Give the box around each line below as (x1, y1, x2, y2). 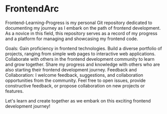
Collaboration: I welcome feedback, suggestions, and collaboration (5, 72, 143, 78)
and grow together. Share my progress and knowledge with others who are (5, 61, 160, 67)
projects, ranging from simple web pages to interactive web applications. (5, 51, 156, 57)
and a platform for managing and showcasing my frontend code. (5, 36, 138, 42)
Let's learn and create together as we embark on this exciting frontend (5, 97, 151, 103)
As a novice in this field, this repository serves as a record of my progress (5, 30, 158, 36)
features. (5, 88, 24, 94)
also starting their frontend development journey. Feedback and (5, 66, 137, 73)
